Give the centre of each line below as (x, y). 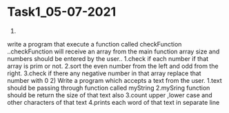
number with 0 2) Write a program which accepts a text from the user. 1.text (114, 80)
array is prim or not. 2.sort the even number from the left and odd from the (113, 66)
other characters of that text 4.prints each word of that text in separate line (113, 102)
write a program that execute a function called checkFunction (94, 44)
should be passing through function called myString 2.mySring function (109, 88)
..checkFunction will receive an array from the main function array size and (113, 51)
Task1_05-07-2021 (62, 12)
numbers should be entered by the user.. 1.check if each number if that (108, 58)
